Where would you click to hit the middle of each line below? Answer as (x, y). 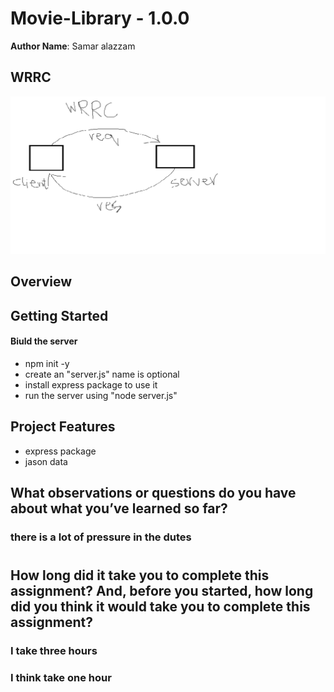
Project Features (63, 427)
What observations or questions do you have (153, 492)
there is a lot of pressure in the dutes (101, 537)
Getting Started (59, 315)
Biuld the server (44, 341)
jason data (46, 461)
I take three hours (54, 650)
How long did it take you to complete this (140, 575)
